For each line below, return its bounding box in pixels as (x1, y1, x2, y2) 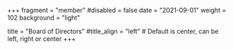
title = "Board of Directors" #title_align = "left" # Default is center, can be (7, 27, 219, 35)
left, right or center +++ (7, 35, 76, 43)
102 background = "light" (7, 13, 80, 22)
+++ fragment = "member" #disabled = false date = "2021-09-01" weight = (7, 6, 227, 14)
